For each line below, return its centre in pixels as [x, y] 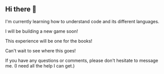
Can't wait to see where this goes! [40, 50]
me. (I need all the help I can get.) [40, 65]
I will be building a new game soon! [42, 31]
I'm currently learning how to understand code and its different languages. [82, 21]
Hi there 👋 [21, 9]
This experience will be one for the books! [49, 41]
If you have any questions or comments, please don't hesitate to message [82, 60]
